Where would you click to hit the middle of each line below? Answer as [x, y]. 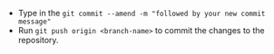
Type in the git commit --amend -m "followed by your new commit [142, 13]
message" [34, 22]
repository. [38, 40]
